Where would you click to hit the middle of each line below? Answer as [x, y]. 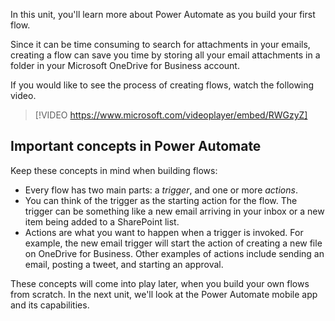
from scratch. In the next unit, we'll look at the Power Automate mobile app [164, 294]
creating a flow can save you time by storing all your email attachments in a [165, 55]
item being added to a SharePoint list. [102, 221]
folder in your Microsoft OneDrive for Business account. [125, 65]
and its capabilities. [50, 305]
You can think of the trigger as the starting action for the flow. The [161, 200]
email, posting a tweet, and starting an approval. [124, 264]
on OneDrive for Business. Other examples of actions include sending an [174, 253]
